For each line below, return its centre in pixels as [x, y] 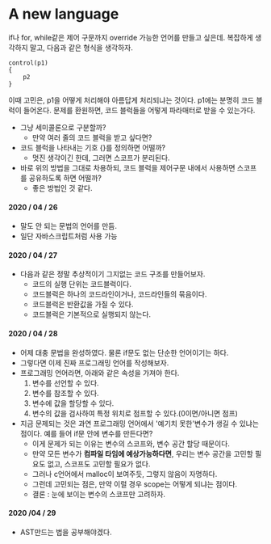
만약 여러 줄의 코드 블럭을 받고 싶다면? [92, 137]
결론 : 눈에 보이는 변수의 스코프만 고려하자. [99, 494]
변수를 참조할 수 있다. [65, 393]
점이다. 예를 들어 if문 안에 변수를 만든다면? [86, 433]
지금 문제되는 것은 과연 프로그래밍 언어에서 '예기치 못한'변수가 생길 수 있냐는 [140, 423]
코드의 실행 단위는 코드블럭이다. [81, 285]
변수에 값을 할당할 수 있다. [73, 403]
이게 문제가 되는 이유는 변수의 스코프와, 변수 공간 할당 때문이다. [131, 443]
